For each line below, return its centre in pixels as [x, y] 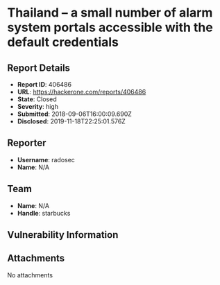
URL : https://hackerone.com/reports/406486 [82, 92]
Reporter [27, 143]
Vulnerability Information [63, 235]
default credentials [63, 42]
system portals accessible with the [110, 27]
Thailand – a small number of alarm [110, 13]
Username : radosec [46, 159]
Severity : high [38, 106]
